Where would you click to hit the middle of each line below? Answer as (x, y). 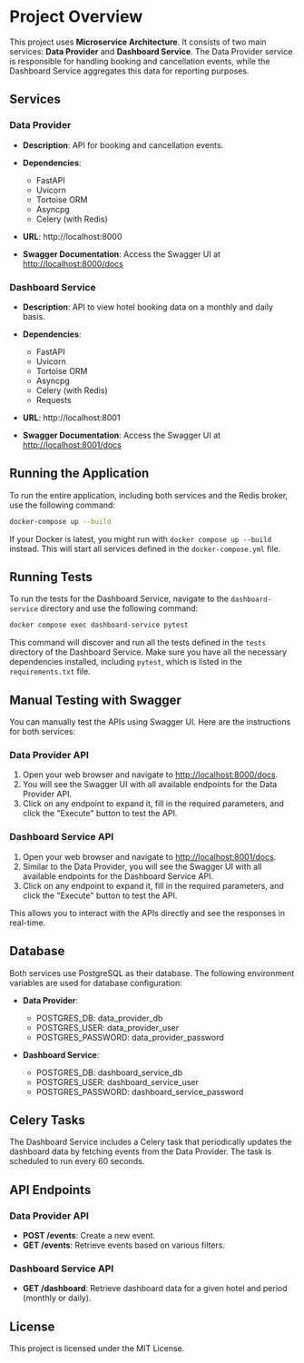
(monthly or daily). (57, 1298)
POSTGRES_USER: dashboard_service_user (118, 1082)
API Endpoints (50, 1190)
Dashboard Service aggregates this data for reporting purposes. (129, 71)
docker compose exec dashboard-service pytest (99, 625)
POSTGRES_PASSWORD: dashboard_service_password (140, 1091)
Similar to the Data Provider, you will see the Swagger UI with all (142, 866)
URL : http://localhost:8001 (71, 417)
